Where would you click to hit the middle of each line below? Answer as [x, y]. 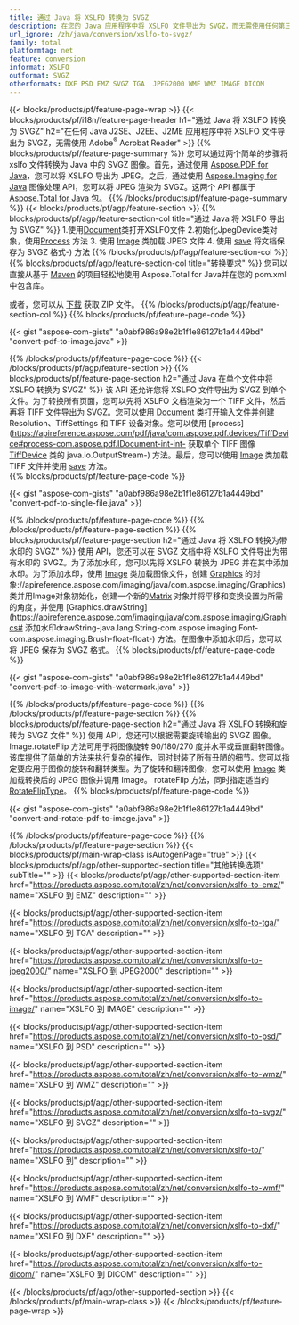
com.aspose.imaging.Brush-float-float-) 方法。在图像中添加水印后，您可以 [146, 639]
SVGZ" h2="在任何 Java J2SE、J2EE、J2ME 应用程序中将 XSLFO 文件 [148, 131]
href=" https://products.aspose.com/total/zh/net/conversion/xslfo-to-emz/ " [147, 885]
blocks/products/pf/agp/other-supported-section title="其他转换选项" [137, 865]
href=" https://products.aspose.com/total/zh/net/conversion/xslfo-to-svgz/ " [148, 1112]
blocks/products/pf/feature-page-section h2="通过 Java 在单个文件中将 [141, 379]
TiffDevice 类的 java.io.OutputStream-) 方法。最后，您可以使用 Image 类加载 [149, 455]
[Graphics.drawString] [106, 607]
